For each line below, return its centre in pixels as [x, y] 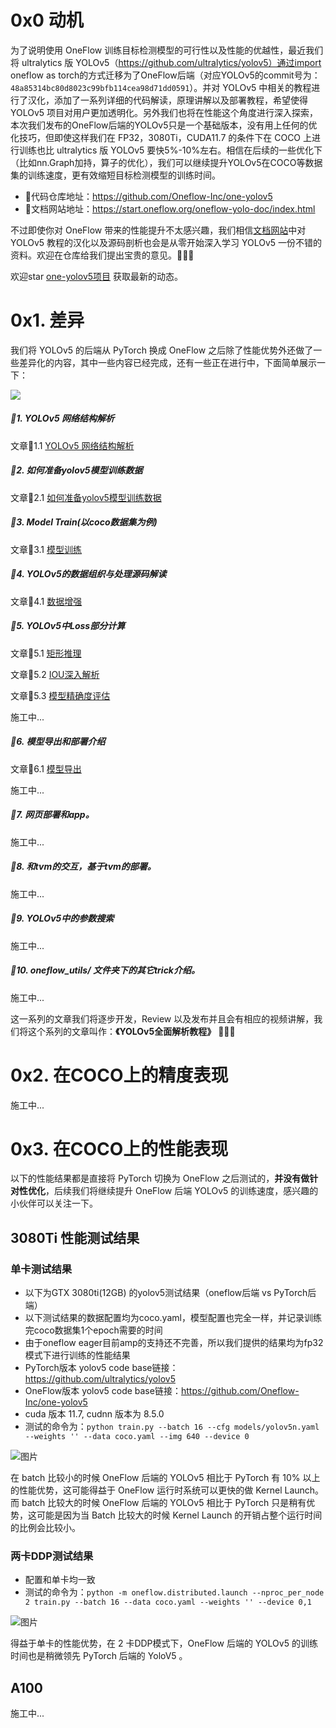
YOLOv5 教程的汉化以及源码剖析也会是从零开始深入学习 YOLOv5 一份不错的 [166, 242]
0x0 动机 [47, 20]
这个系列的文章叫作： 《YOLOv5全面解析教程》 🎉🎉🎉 [131, 1031]
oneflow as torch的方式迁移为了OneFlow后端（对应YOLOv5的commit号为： [165, 75]
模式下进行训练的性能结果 [77, 1355]
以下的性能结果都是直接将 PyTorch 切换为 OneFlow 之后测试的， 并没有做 [160, 1178]
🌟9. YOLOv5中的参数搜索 [62, 918]
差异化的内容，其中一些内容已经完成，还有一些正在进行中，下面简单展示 [167, 362]
